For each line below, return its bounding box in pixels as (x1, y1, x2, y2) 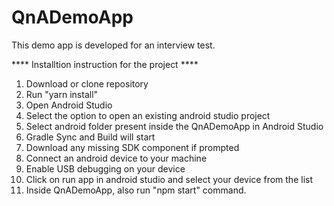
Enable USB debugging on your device (25, 162, 186, 175)
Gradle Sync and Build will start (25, 131, 156, 143)
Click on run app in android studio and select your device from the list (25, 173, 313, 185)
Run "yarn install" (25, 88, 99, 100)
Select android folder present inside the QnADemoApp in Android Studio (25, 120, 324, 132)
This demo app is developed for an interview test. (11, 39, 216, 51)
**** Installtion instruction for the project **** (11, 58, 199, 70)
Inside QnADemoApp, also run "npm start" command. (25, 184, 247, 196)
